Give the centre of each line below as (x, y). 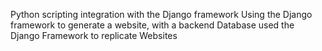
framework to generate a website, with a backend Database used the (152, 25)
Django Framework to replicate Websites (94, 35)
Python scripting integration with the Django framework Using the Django (161, 14)
